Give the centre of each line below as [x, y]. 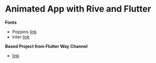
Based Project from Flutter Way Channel [46, 46]
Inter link [21, 37]
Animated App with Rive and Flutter [78, 9]
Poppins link [24, 31]
